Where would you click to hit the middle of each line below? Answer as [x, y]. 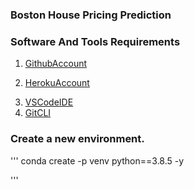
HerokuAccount [57, 83]
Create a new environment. [77, 139]
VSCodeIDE [49, 102]
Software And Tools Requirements [95, 41]
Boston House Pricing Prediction [91, 15]
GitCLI [38, 113]
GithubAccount [56, 64]
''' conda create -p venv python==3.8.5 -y [97, 160]
